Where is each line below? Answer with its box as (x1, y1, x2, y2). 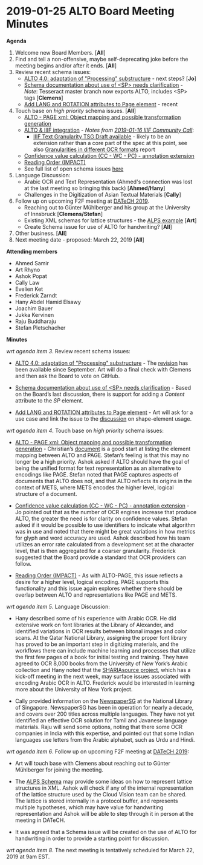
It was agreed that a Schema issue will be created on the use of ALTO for (14, 828, 197, 835)
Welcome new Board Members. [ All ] (14, 49, 106, 56)
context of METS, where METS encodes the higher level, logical (14, 484, 174, 491)
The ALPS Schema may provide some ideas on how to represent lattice (14, 778, 192, 785)
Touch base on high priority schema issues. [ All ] (14, 107, 137, 114)
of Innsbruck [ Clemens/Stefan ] (24, 210, 103, 217)
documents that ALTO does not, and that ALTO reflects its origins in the (14, 477, 192, 484)
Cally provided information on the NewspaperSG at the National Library (14, 697, 193, 705)
